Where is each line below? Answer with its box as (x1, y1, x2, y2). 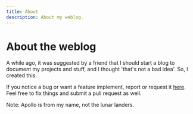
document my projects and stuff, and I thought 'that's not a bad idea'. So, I (6, 66, 189, 73)
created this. (6, 72, 37, 79)
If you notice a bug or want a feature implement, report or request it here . (6, 84, 186, 91)
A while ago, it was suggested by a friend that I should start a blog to (6, 59, 175, 66)
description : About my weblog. (6, 14, 84, 20)
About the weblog (6, 40, 96, 53)
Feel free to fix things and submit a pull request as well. (6, 90, 142, 97)
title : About (6, 8, 39, 15)
